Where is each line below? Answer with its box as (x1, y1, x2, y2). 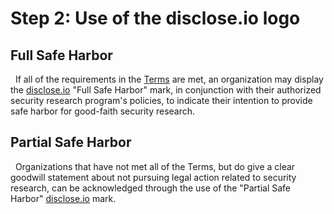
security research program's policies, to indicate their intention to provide (10, 95, 313, 106)
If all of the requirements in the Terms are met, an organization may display (14, 73, 324, 85)
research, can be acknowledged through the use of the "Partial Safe (10, 182, 292, 194)
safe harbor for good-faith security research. (10, 105, 196, 117)
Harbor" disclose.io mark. (10, 192, 117, 204)
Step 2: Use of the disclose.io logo (10, 7, 301, 30)
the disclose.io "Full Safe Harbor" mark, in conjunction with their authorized (10, 84, 322, 96)
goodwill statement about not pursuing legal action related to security (10, 171, 297, 183)
